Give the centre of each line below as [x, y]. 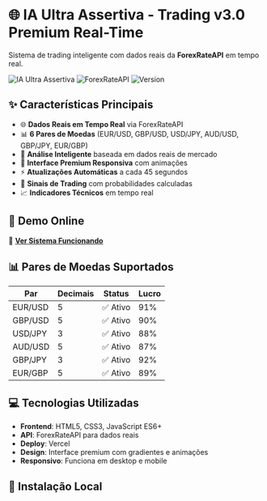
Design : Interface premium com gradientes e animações [114, 452]
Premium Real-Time [76, 33]
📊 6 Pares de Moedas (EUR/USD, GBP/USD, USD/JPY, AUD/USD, [129, 134]
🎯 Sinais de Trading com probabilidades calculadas [106, 183]
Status [116, 294]
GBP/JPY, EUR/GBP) [54, 145]
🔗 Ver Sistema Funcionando [56, 240]
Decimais [76, 294]
